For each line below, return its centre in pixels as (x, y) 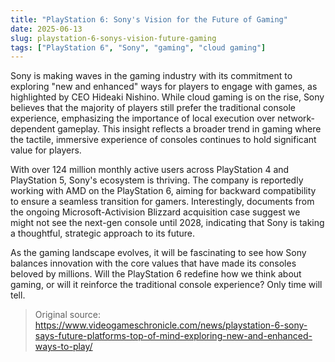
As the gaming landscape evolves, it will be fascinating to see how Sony (158, 253)
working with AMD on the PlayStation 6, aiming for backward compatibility (163, 191)
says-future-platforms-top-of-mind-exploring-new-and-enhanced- (173, 336)
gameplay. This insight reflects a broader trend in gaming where (189, 129)
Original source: (68, 315)
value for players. (46, 150)
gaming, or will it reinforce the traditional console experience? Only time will (166, 285)
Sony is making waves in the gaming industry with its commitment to (151, 76)
